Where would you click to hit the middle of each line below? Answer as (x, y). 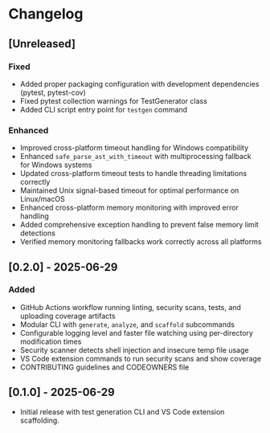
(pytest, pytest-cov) (53, 92)
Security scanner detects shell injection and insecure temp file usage (134, 349)
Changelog (46, 14)
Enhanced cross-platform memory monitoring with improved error (129, 208)
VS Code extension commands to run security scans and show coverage (141, 358)
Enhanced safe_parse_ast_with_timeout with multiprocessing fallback (135, 157)
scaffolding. (40, 420)
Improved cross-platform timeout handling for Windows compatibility (134, 148)
